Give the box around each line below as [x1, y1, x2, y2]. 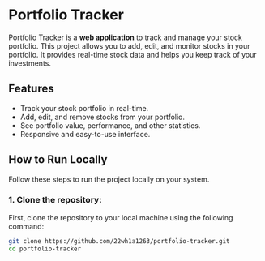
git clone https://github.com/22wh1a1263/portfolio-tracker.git [8, 237, 230, 245]
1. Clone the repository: [8, 195, 103, 206]
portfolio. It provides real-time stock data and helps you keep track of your [8, 49, 257, 59]
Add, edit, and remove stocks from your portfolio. [19, 112, 185, 122]
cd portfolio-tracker [8, 245, 82, 253]
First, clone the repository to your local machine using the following [8, 212, 233, 222]
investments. [8, 58, 51, 68]
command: [8, 221, 45, 231]
